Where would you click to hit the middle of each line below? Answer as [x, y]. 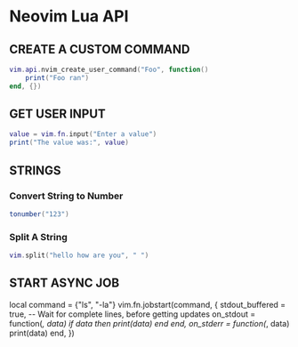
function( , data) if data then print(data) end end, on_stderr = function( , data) [149, 323]
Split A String [39, 237]
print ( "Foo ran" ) [57, 77]
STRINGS [35, 170]
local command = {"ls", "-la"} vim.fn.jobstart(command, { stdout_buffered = [148, 304]
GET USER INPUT [58, 114]
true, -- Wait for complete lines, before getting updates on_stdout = [133, 314]
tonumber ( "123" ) [39, 214]
